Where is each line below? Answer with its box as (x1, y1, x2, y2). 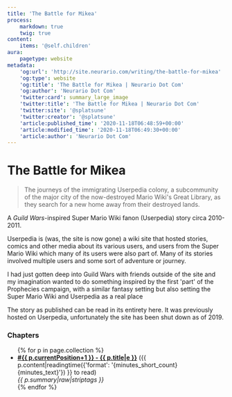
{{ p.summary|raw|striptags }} (17, 375, 105, 384)
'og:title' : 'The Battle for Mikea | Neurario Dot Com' (19, 81, 185, 88)
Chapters (7, 330, 39, 340)
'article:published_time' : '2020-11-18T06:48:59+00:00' (19, 119, 185, 127)
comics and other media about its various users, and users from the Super (7, 242, 220, 251)
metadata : (7, 62, 36, 69)
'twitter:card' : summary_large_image (19, 94, 129, 101)
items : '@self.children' (19, 42, 91, 49)
